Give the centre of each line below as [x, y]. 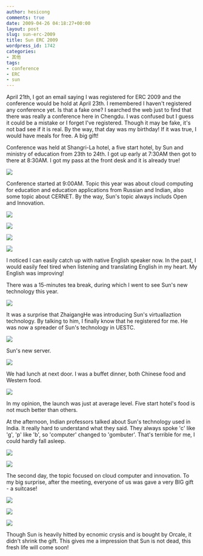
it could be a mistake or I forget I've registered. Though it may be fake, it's [98, 123]
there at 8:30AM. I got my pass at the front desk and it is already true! [93, 160]
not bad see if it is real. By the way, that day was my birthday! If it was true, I [101, 129]
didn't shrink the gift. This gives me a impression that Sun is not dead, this [99, 541]
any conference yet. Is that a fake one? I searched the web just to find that [99, 110]
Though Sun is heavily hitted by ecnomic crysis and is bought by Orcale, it [99, 535]
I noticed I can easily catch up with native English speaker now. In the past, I [101, 260]
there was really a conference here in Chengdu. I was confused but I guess [100, 117]
